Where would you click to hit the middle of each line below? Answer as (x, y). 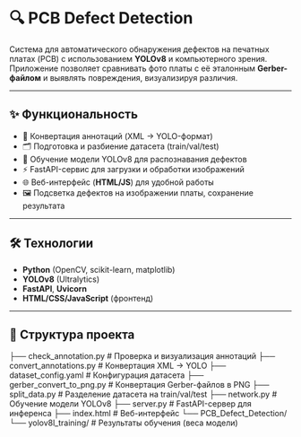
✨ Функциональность (74, 114)
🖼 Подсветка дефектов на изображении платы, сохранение (138, 192)
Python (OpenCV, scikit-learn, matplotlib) (99, 269)
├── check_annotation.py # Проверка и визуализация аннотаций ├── (142, 356)
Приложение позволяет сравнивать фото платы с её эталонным (133, 68)
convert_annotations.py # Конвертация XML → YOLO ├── (118, 366)
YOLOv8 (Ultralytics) (61, 279)
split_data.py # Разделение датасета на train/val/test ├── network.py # (143, 394)
